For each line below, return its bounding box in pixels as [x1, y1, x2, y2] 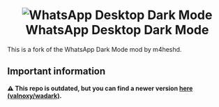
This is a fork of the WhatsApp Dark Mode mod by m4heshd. [7, 45, 182, 53]
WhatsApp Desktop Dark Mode [25, 22, 209, 38]
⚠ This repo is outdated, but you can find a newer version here [7, 84, 193, 92]
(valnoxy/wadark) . [7, 91, 62, 100]
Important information [7, 66, 106, 78]
